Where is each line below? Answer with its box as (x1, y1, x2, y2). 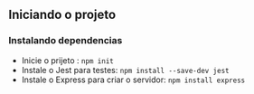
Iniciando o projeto (8, 7, 117, 23)
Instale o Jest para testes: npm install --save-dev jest (21, 64, 230, 75)
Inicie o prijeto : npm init (21, 54, 114, 66)
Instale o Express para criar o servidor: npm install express (21, 74, 246, 85)
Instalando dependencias (8, 34, 123, 47)
